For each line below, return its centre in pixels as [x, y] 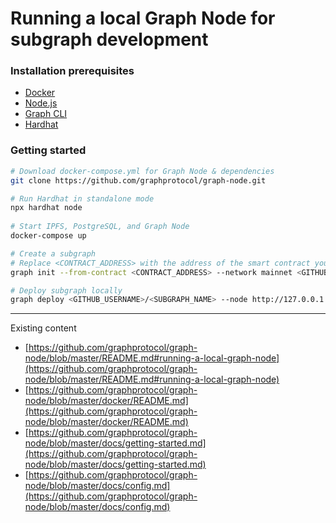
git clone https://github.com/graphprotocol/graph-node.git [138, 180]
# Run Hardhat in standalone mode [82, 198]
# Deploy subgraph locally [66, 290]
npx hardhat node [46, 208]
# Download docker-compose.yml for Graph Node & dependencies [142, 171]
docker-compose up [48, 236]
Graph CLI [46, 114]
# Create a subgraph [53, 253]
